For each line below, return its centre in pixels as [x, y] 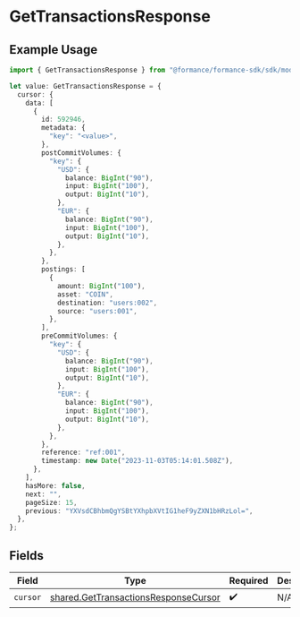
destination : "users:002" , [107, 303]
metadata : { [64, 128]
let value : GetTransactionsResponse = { [86, 86]
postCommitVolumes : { [82, 153]
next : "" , [44, 494]
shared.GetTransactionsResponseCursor [135, 597]
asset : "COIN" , [85, 294]
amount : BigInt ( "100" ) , [101, 286]
